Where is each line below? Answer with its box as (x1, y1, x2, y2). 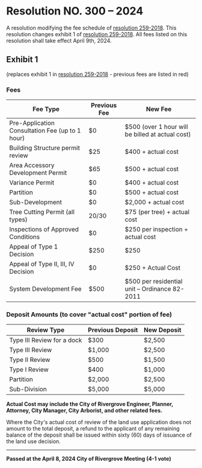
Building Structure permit (9, 144, 80, 152)
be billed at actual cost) (124, 130, 191, 139)
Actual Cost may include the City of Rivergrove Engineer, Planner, (6, 400, 173, 408)
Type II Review (9, 356, 50, 364)
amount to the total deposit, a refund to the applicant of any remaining (6, 425, 180, 432)
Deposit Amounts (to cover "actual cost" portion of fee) (6, 310, 173, 318)
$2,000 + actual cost (124, 198, 185, 206)
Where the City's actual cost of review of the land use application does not (6, 419, 191, 426)
